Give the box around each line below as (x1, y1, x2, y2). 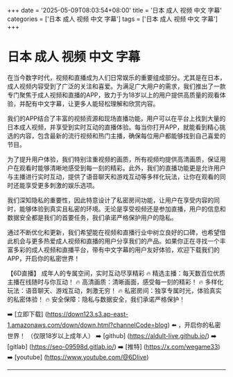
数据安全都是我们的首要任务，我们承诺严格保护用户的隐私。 (7, 213, 178, 221)
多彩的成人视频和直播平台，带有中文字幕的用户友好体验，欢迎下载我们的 (12, 246, 220, 254)
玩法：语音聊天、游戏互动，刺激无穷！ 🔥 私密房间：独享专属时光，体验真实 (7, 286, 222, 294)
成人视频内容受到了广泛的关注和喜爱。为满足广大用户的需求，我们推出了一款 (7, 82, 226, 90)
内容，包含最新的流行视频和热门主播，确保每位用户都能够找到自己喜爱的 (19, 131, 226, 140)
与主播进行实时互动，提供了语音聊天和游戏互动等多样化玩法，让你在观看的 (7, 173, 220, 181)
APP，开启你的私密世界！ (7, 254, 80, 262)
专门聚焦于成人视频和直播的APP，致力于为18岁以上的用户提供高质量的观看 (7, 90, 220, 99)
